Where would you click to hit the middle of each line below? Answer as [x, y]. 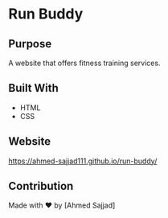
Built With [33, 88]
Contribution [41, 186]
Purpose [30, 44]
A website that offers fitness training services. [84, 63]
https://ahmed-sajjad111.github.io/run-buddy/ [83, 161]
